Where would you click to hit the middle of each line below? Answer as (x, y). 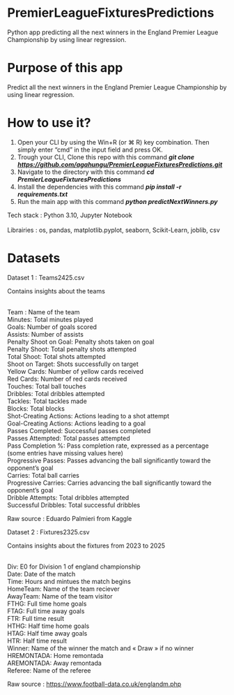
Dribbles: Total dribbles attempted (56, 393)
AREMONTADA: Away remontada (55, 663)
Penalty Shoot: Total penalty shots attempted (72, 349)
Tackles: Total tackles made (47, 401)
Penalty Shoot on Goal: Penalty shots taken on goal (81, 342)
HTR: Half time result (37, 641)
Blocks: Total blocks (36, 408)
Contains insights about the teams (56, 291)
